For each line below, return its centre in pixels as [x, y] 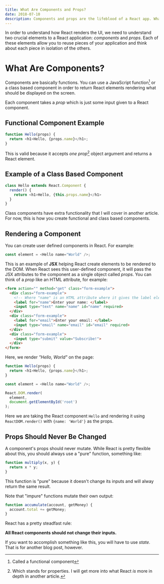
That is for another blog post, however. [44, 548]
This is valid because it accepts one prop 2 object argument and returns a [79, 153]
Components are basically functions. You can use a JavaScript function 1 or [80, 82]
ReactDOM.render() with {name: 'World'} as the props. [59, 421]
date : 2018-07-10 [23, 14]
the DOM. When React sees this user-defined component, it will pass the [78, 269]
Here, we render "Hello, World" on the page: [50, 357]
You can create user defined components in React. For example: [70, 246]
